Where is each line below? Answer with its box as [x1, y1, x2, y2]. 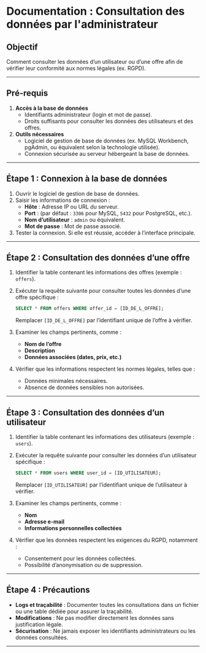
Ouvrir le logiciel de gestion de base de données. [15, 190, 140, 197]
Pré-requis [6, 88, 48, 99]
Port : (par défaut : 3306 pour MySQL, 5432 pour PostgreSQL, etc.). [24, 209, 192, 217]
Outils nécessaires [15, 130, 64, 137]
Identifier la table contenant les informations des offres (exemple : [15, 269, 182, 276]
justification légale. [15, 620, 63, 628]
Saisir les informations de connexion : [15, 196, 110, 204]
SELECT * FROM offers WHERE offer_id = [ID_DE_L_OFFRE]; [15, 306, 164, 312]
